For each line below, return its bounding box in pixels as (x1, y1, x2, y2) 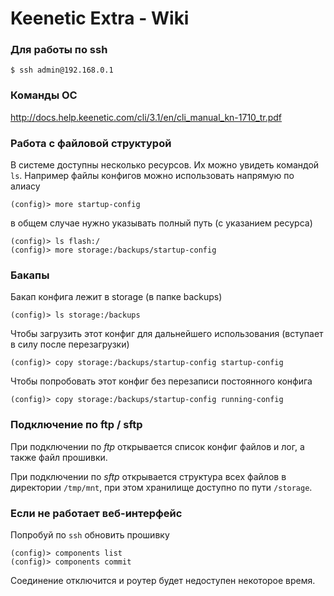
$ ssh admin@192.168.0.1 (10, 65, 114, 76)
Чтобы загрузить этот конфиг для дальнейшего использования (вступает (10, 328, 324, 340)
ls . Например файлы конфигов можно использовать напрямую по (10, 170, 295, 182)
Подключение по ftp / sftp (10, 418, 143, 432)
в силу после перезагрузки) (10, 338, 130, 351)
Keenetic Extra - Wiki (10, 7, 190, 30)
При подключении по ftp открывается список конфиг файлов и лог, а (10, 440, 305, 452)
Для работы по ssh (10, 43, 108, 57)
